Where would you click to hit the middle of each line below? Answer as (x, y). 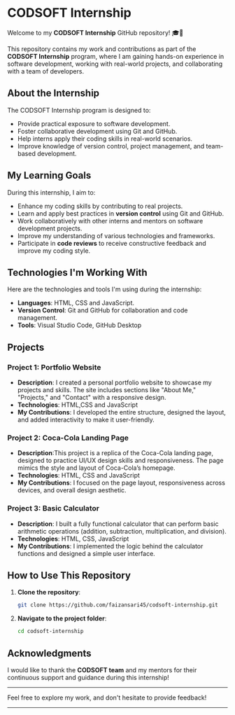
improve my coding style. (54, 251)
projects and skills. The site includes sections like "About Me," (107, 390)
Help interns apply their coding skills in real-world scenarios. (105, 139)
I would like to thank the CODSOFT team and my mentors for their (102, 670)
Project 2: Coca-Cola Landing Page (68, 438)
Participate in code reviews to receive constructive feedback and (112, 243)
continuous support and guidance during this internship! (88, 678)
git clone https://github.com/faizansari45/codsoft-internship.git (117, 605)
